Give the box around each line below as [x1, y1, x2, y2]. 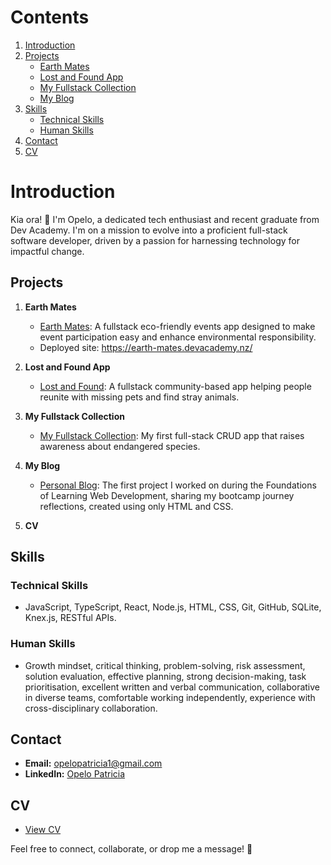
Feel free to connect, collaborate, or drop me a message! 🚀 [10, 843, 253, 855]
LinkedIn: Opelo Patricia [24, 768, 126, 780]
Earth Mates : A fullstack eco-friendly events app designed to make [39, 320, 316, 332]
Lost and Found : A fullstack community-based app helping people [39, 380, 312, 392]
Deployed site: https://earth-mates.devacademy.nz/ [39, 341, 253, 353]
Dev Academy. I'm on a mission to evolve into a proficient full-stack [10, 224, 288, 236]
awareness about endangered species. [39, 440, 201, 452]
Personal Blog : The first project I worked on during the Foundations [39, 479, 317, 491]
